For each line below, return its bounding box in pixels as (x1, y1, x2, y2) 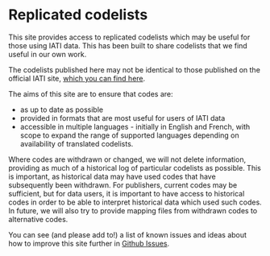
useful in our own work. (8, 49, 87, 59)
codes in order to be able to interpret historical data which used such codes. (8, 197, 262, 207)
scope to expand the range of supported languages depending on (19, 130, 239, 140)
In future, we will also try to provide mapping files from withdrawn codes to (8, 205, 258, 215)
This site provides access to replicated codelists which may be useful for (8, 32, 251, 42)
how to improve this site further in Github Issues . (8, 238, 170, 248)
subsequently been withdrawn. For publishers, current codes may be (8, 180, 238, 190)
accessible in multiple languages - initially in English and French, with (19, 122, 251, 131)
